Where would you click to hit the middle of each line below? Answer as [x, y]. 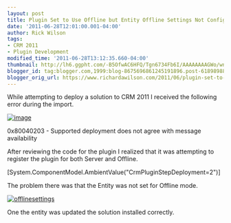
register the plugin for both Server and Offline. [73, 159]
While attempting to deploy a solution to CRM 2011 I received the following [112, 97]
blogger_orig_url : [33, 77]
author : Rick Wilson [37, 33]
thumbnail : [23, 65]
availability [22, 138]
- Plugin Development [38, 52]
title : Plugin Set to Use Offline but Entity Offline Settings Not [106, 20]
